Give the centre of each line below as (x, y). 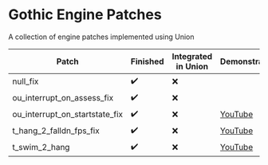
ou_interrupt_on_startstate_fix (68, 115)
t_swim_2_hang (41, 147)
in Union (192, 66)
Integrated (192, 56)
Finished (148, 61)
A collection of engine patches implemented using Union (101, 37)
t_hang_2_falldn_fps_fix (56, 131)
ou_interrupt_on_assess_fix (63, 98)
